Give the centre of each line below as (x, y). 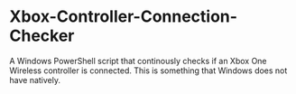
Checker (42, 36)
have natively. (35, 80)
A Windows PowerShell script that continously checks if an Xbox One (139, 61)
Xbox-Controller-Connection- (123, 17)
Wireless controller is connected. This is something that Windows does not (148, 70)
